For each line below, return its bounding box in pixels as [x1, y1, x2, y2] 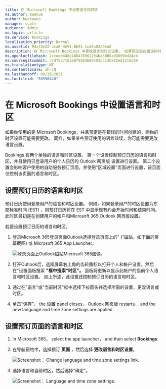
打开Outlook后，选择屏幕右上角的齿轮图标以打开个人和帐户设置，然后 [12, 261, 154, 267]
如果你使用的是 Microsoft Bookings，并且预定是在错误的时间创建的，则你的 [5, 129, 159, 135]
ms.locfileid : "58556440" [5, 76, 58, 81]
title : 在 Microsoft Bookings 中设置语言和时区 [5, 7, 98, 12]
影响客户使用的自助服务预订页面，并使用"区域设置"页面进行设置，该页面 [13, 164, 161, 170]
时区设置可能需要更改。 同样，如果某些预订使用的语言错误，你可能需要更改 [5, 135, 158, 141]
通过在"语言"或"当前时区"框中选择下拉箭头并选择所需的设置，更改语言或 [12, 284, 159, 290]
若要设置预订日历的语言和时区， [5, 223, 70, 229]
